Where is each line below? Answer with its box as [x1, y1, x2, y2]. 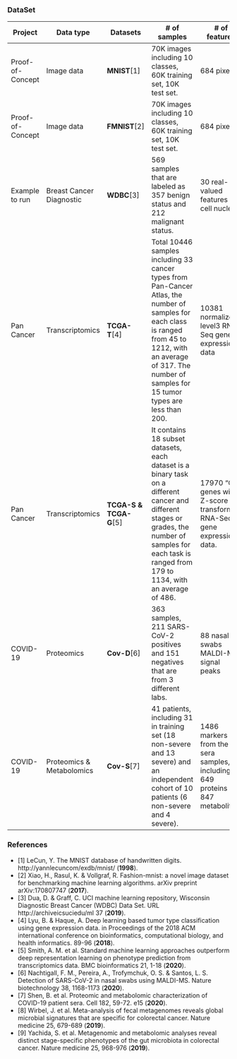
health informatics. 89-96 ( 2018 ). [17, 938, 115, 947]
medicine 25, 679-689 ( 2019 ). [17, 1021, 106, 1029]
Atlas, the [151, 290, 183, 300]
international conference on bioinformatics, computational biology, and [17, 931, 224, 940]
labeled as [151, 181, 186, 191]
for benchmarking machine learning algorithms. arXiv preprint [17, 878, 197, 887]
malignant [151, 217, 185, 227]
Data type [56, 28, 90, 37]
